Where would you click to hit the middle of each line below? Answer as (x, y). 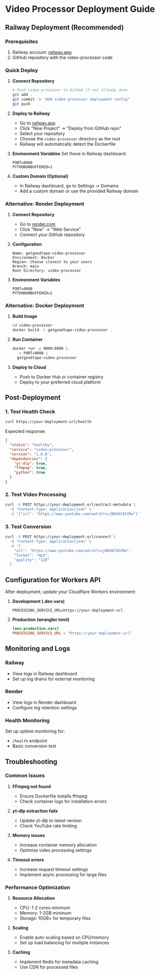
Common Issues (25, 776)
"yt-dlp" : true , (31, 464)
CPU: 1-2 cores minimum (45, 908)
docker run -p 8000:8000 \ (40, 349)
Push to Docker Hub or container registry (61, 376)
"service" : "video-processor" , (42, 449)
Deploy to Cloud (29, 367)
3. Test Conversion (28, 526)
